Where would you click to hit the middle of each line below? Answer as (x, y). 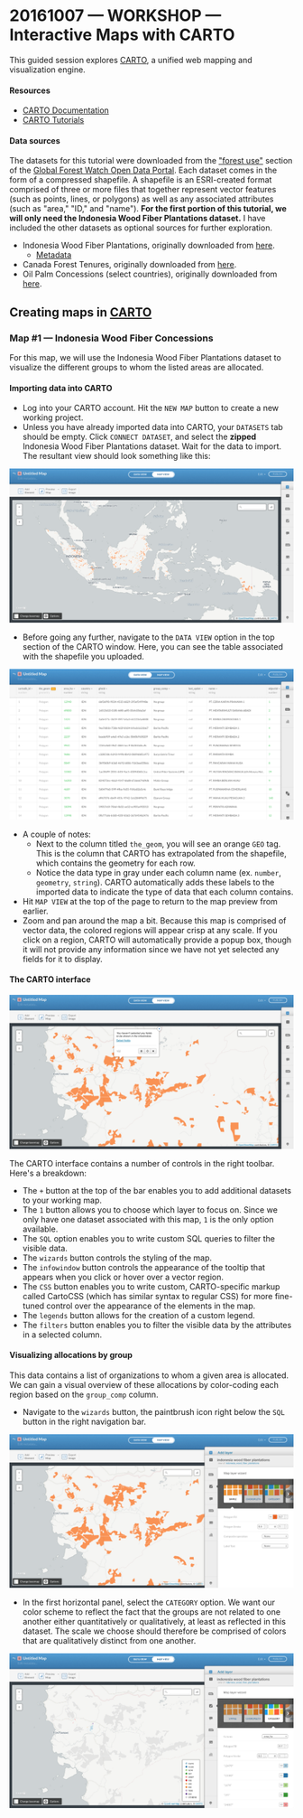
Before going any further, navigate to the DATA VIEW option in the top (148, 637)
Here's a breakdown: (48, 1173)
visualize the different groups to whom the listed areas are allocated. (137, 368)
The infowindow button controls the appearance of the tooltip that (144, 1267)
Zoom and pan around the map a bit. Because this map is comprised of (154, 920)
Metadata (54, 255)
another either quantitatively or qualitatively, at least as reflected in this (154, 1622)
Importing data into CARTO (61, 388)
